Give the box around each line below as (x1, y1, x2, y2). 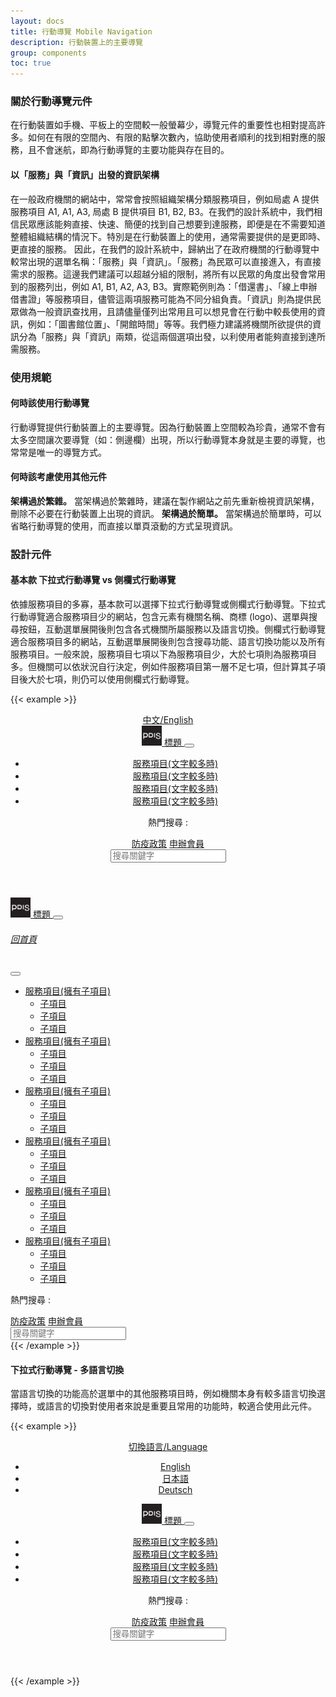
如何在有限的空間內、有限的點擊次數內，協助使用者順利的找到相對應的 (27, 131, 317, 144)
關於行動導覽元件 (10, 95, 93, 109)
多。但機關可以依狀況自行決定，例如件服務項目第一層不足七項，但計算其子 (10, 661, 317, 673)
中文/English (142, 714, 194, 726)
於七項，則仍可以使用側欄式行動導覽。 (36, 673, 195, 685)
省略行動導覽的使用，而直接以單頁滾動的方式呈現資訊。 (10, 520, 238, 532)
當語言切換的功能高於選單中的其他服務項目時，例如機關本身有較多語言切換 (10, 1388, 317, 1400)
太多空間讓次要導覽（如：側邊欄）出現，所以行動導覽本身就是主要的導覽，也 (10, 433, 326, 445)
